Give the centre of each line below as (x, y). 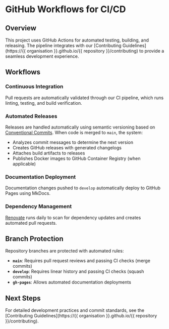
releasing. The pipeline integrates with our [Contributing (64, 46)
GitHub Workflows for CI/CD (66, 9)
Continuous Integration (34, 87)
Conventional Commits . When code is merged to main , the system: (74, 132)
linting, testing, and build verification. (44, 103)
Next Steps (23, 298)
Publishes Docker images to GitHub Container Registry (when (76, 158)
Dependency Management (39, 207)
